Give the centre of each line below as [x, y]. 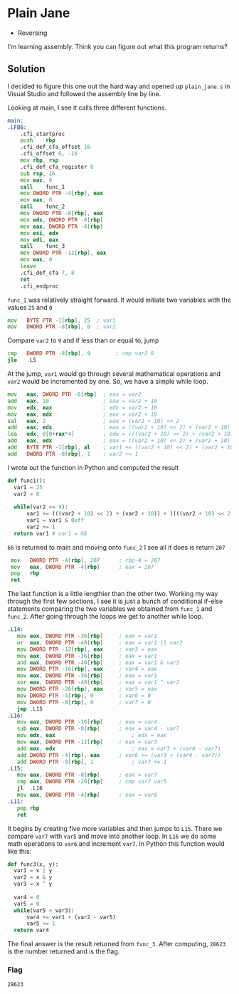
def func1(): [27, 481]
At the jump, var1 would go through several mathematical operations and [114, 374]
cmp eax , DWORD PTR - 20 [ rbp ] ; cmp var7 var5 [92, 782]
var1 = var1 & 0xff [55, 520]
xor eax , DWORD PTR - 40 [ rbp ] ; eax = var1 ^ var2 [98, 682]
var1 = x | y [33, 871]
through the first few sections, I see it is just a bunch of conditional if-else [115, 601]
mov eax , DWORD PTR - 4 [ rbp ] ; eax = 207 [82, 567]
